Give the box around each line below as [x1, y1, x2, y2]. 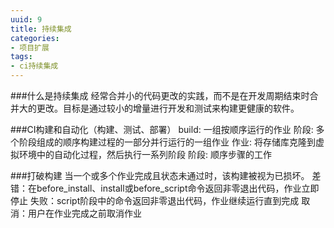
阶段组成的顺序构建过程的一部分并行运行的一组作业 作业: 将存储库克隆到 [18, 136, 316, 148]
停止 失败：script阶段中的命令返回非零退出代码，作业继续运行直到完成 [10, 195, 300, 206]
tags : [10, 52, 33, 62]
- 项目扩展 [10, 42, 50, 53]
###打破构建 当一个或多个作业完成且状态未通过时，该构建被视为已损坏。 [10, 170, 310, 181]
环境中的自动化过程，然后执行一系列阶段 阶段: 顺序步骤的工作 [18, 149, 272, 160]
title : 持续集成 [10, 24, 72, 34]
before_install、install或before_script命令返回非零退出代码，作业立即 [36, 182, 320, 194]
